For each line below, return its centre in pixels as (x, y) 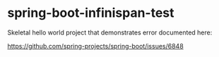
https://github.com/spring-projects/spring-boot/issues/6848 (95, 46)
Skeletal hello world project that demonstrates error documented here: (110, 32)
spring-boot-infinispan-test (91, 13)
